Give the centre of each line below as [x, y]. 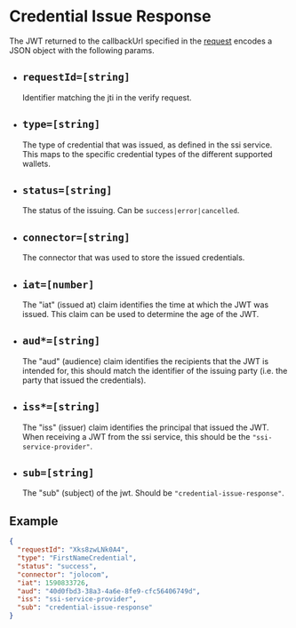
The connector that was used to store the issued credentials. [133, 258]
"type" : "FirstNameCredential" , [77, 558]
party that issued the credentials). [84, 380]
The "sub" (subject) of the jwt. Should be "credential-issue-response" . [153, 493]
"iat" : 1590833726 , [53, 583]
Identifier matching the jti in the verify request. [107, 97]
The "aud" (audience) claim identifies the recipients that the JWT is [145, 361]
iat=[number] [58, 284]
